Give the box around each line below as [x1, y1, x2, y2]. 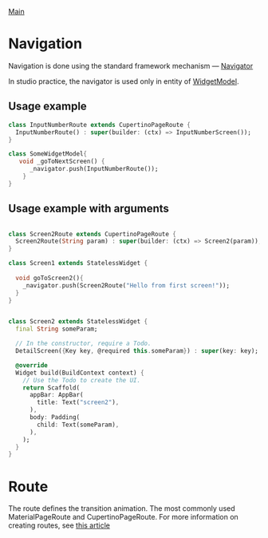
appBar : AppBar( [29, 391, 84, 399]
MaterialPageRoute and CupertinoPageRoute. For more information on [8, 512, 239, 522]
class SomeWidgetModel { [8, 150, 88, 158]
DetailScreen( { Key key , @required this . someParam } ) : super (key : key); [15, 347, 259, 355]
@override [15, 361, 48, 370]
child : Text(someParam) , [37, 421, 120, 429]
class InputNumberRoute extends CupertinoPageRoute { [8, 121, 191, 129]
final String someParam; [15, 325, 98, 334]
